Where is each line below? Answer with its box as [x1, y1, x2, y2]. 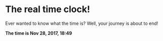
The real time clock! [5, 4, 90, 15]
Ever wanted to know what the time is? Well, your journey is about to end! [5, 20, 158, 26]
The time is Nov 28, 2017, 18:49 [5, 30, 72, 36]
